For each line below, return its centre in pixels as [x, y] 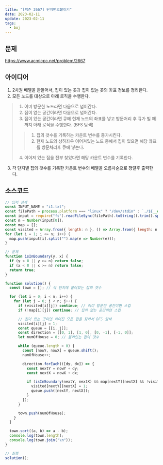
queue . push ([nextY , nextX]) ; [60, 391]
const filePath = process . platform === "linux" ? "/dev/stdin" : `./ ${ [79, 212]
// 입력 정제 [16, 202]
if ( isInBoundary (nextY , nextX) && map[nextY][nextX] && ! [88, 382]
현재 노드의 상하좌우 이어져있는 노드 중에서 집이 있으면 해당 [92, 141]
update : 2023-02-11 [25, 19]
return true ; [23, 270]
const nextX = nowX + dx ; [53, 373]
